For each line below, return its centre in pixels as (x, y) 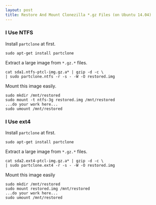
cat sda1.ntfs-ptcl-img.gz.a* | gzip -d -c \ (54, 72)
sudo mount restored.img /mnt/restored (48, 189)
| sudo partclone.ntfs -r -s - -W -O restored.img (60, 76)
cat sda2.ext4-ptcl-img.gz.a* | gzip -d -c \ (54, 161)
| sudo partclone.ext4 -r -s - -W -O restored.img (60, 166)
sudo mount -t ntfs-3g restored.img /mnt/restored (60, 100)
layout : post (19, 10)
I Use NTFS (19, 33)
